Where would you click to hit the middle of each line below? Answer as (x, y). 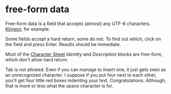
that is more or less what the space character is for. (59, 86)
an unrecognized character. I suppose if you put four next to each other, (81, 75)
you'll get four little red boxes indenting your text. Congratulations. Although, (86, 80)
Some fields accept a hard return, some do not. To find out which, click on (83, 39)
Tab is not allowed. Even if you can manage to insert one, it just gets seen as (86, 69)
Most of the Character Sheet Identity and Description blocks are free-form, (84, 54)
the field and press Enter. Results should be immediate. (63, 44)
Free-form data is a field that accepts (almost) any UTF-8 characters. (78, 24)
